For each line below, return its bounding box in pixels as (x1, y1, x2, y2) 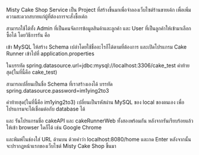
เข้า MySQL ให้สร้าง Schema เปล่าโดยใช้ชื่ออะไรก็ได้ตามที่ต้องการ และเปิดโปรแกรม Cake (6, 43, 187, 50)
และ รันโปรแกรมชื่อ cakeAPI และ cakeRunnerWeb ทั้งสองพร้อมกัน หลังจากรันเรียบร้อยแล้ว (6, 117, 194, 124)
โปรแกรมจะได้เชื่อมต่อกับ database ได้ (6, 105, 86, 112)
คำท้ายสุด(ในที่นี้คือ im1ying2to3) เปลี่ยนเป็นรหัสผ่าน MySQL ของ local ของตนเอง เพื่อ (6, 99, 185, 106)
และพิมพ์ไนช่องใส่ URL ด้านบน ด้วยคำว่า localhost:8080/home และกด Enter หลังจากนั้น (6, 136, 191, 143)
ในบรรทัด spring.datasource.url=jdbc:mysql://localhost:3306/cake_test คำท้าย (6, 62, 190, 69)
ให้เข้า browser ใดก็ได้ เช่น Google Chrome (6, 124, 102, 131)
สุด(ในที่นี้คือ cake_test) (6, 69, 58, 75)
